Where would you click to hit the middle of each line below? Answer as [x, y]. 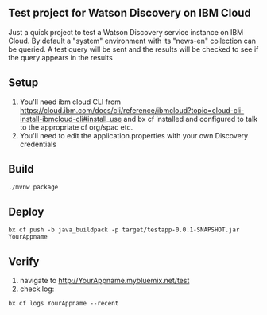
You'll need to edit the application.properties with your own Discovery [134, 135]
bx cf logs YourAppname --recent [64, 304]
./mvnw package [33, 187]
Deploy [26, 211]
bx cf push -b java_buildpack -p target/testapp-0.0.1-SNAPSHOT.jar [124, 230]
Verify [24, 261]
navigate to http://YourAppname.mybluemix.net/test [104, 281]
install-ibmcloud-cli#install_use [71, 119]
